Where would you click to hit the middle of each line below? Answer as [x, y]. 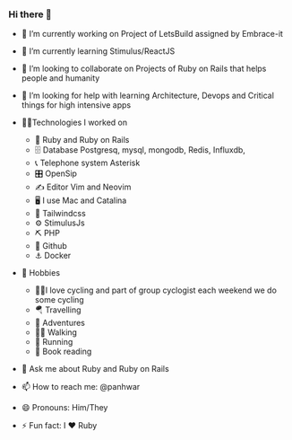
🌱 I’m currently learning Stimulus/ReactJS [98, 51]
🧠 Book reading [63, 352]
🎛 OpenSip [56, 173]
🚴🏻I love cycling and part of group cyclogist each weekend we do [155, 290]
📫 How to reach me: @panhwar [81, 387]
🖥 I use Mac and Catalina [81, 200]
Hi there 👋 [30, 14]
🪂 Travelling [58, 310]
